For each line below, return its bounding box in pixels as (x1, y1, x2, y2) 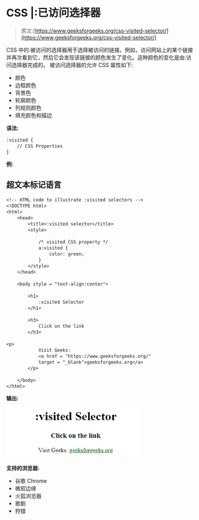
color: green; (49, 251, 85, 257)
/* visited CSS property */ (38, 239, 109, 245)
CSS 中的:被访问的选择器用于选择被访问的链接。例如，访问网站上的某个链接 (6, 46, 194, 54)
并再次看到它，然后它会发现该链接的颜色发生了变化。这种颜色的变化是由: (6, 54, 187, 61)
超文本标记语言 (6, 180, 62, 190)
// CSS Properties (17, 143, 63, 149)
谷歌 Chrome (14, 477, 47, 485)
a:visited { (38, 245, 68, 251)
